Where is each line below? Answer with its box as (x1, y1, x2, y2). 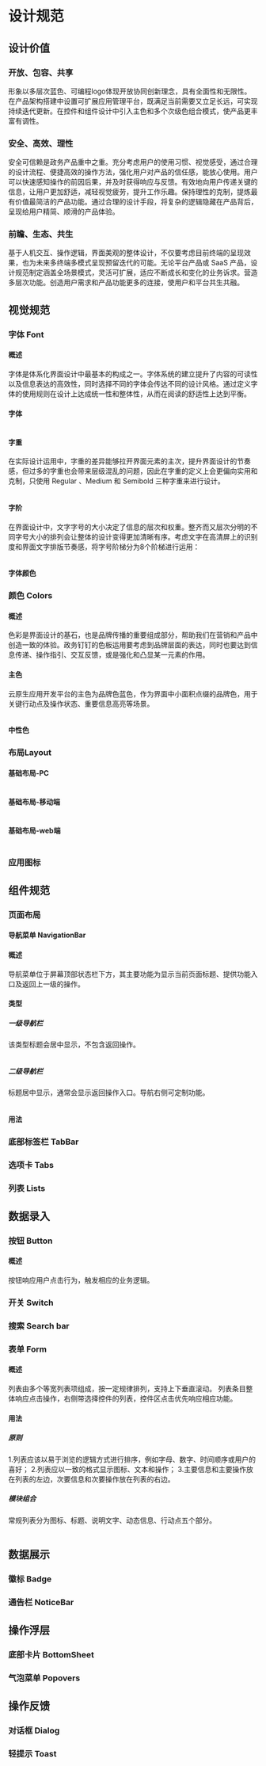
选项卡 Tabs (8, 1159, 54, 1170)
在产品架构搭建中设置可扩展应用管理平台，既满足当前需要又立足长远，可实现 (8, 96, 258, 105)
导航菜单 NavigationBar (8, 930, 86, 940)
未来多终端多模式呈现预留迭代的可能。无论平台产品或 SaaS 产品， (35, 258, 251, 268)
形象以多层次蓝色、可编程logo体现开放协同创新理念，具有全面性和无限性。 (8, 86, 252, 96)
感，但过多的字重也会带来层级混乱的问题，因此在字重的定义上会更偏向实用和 (8, 467, 258, 476)
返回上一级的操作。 (21, 979, 85, 989)
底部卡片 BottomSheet (8, 1650, 95, 1661)
